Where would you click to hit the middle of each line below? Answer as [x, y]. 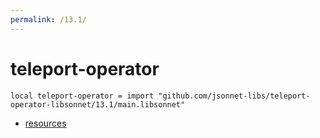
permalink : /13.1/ [48, 19]
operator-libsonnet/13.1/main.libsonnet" [98, 104]
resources [45, 123]
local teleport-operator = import [82, 96]
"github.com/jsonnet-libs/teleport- [234, 96]
